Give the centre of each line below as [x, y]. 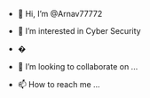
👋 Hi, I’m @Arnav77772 [60, 14]
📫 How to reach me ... [59, 84]
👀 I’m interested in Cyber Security [79, 31]
